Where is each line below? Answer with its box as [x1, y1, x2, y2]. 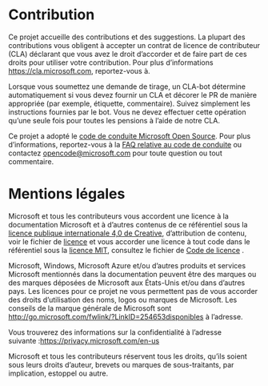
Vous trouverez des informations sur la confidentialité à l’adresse [8, 327, 222, 337]
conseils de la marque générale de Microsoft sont [8, 303, 172, 313]
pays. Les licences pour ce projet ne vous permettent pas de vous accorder [8, 286, 258, 296]
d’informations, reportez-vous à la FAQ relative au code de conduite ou [8, 139, 242, 149]
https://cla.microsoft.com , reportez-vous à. [8, 66, 150, 75]
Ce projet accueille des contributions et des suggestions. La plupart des [8, 32, 246, 42]
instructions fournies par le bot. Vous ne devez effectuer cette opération [8, 107, 246, 117]
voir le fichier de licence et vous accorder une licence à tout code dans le [8, 236, 250, 246]
